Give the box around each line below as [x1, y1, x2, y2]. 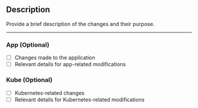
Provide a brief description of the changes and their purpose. [6, 20, 155, 27]
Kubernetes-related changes [14, 89, 85, 96]
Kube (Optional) [6, 76, 53, 84]
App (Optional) [6, 41, 49, 49]
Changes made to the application [14, 54, 95, 61]
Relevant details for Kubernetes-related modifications [14, 96, 145, 103]
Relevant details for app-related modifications [14, 61, 126, 68]
